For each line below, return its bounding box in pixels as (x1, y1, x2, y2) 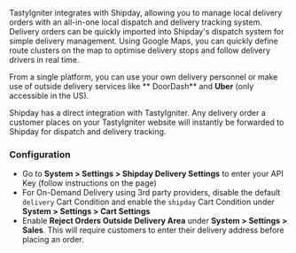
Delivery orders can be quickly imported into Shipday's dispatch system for (9, 27, 284, 36)
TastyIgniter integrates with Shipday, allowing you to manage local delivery (9, 8, 283, 18)
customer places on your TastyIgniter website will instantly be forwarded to (9, 117, 284, 127)
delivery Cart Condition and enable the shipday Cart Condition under (21, 196, 275, 207)
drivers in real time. (9, 55, 80, 65)
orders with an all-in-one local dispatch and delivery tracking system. (9, 17, 263, 27)
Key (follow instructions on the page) (21, 178, 157, 188)
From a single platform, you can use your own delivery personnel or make (9, 72, 278, 82)
